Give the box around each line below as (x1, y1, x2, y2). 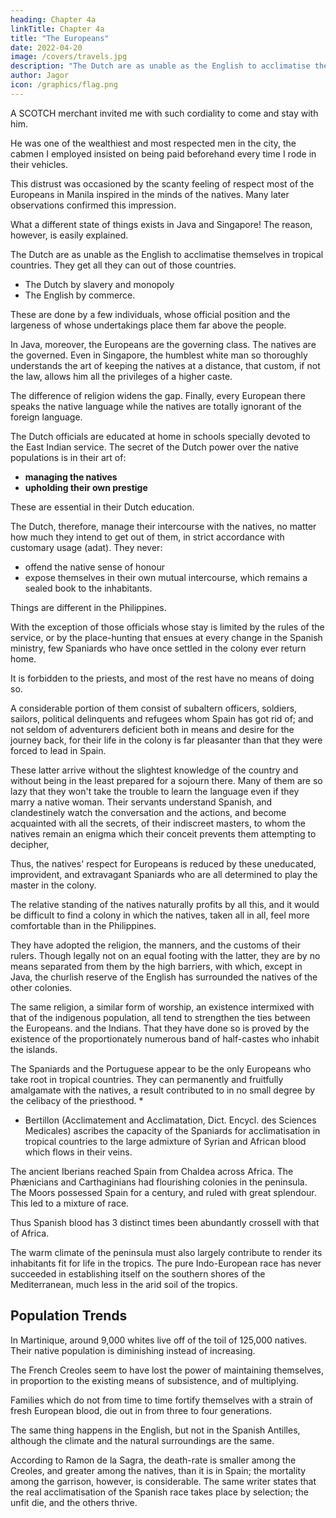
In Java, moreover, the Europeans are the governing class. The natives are (10, 338, 317, 350)
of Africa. (10, 1227, 50, 1239)
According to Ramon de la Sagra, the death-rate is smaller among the (10, 1454, 297, 1466)
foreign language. (10, 411, 83, 423)
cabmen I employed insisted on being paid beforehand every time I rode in (10, 147, 317, 160)
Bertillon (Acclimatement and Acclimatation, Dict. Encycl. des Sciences (24, 1114, 317, 1126)
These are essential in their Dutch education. (10, 501, 195, 513)
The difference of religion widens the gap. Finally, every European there (10, 389, 306, 401)
